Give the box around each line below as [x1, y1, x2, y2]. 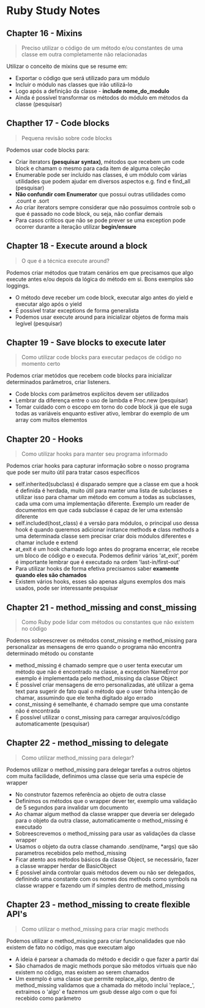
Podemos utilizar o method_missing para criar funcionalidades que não [6, 937, 185, 944]
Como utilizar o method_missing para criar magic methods [21, 925, 170, 933]
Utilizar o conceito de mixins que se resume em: [6, 62, 128, 70]
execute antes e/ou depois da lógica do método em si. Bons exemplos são [6, 275, 194, 283]
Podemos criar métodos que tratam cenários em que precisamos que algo [6, 269, 194, 276]
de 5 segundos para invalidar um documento [15, 804, 129, 811]
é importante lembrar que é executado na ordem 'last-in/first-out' [15, 558, 181, 566]
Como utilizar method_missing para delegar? [21, 754, 135, 762]
